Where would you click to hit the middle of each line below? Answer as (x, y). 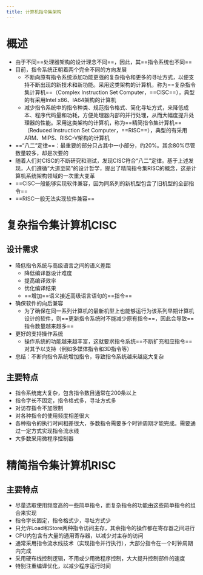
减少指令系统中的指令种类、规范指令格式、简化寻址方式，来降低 (104, 107)
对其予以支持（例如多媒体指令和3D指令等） (78, 349)
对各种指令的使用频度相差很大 (52, 416)
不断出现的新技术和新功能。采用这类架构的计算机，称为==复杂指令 (113, 84)
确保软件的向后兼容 (39, 303)
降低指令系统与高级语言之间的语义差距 (63, 265)
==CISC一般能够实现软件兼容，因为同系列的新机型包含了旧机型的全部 (102, 183)
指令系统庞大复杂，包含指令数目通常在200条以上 (76, 393)
